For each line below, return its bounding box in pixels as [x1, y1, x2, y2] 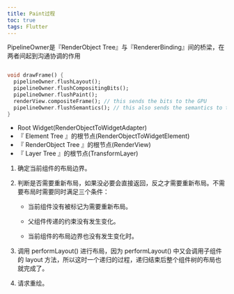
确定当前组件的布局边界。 [17, 164, 91, 172]
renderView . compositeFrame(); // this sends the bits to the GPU [13, 98, 208, 105]
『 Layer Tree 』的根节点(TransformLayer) [17, 149, 139, 157]
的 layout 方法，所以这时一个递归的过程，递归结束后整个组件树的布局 [17, 255, 216, 263]
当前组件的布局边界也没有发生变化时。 [27, 231, 138, 240]
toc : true [7, 17, 36, 24]
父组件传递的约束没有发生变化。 [27, 217, 120, 225]
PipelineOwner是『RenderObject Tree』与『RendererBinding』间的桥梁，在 [7, 43, 225, 52]
